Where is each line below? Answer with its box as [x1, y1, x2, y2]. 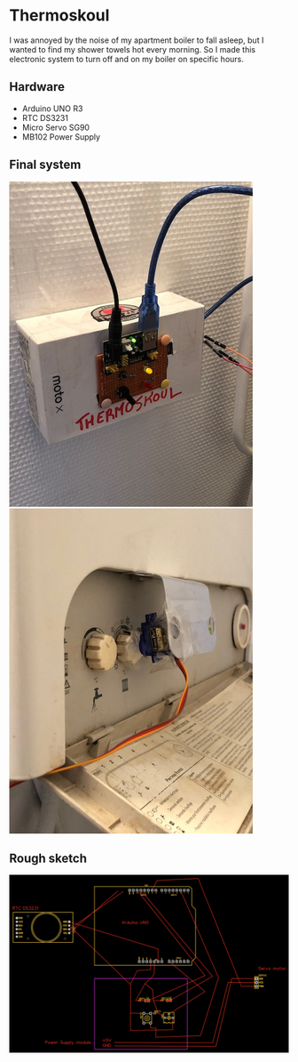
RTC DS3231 [21, 112, 69, 123]
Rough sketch [9, 850, 87, 865]
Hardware [9, 79, 65, 94]
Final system [9, 157, 82, 173]
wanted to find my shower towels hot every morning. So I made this [9, 44, 255, 54]
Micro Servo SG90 [21, 122, 90, 133]
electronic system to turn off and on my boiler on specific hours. [9, 53, 244, 64]
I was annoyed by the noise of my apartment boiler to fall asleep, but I [9, 35, 264, 45]
